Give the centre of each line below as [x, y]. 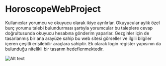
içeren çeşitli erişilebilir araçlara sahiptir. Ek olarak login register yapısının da [83, 43]
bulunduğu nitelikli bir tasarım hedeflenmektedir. [55, 49]
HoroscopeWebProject [53, 9]
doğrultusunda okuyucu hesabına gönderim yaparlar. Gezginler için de [77, 33]
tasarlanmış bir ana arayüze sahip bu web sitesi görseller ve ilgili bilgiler [78, 38]
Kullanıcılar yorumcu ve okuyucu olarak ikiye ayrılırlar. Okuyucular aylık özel [83, 23]
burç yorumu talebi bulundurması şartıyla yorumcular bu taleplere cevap [79, 28]
